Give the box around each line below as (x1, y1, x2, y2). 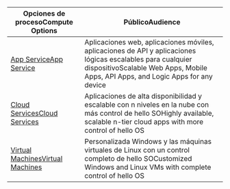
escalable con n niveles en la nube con (84, 100, 209, 109)
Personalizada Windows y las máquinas (84, 137, 212, 146)
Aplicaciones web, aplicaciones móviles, (84, 38, 214, 47)
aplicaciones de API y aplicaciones (84, 46, 196, 55)
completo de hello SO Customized (84, 154, 192, 163)
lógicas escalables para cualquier (84, 55, 192, 64)
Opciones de (23, 9, 66, 18)
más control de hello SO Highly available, (84, 109, 214, 118)
